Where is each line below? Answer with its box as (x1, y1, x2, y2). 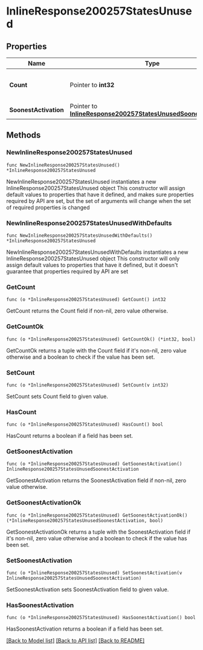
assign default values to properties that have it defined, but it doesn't (6, 261, 178, 268)
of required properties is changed (6, 204, 90, 211)
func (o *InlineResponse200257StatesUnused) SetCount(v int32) (6, 382, 169, 388)
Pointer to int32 (69, 81, 115, 89)
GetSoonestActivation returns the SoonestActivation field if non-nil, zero (6, 477, 187, 484)
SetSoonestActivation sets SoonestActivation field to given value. (6, 586, 169, 593)
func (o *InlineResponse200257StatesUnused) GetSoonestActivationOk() (6, 512, 188, 519)
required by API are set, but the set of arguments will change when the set (6, 197, 192, 204)
